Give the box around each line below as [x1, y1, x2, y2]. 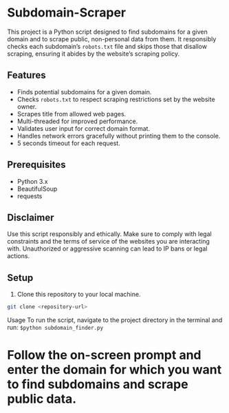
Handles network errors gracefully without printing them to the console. [17, 131, 221, 140]
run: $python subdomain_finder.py [7, 324, 104, 332]
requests [17, 191, 43, 200]
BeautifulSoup [17, 184, 58, 193]
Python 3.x [17, 177, 48, 185]
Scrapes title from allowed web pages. [17, 109, 127, 118]
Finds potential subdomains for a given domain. [17, 87, 152, 96]
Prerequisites [7, 159, 66, 171]
